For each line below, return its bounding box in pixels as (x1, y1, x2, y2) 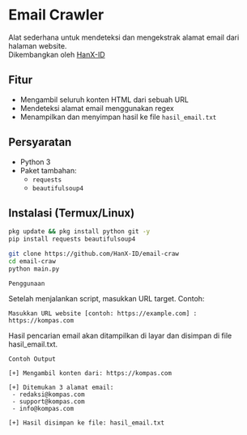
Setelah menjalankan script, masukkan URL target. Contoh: (8, 293, 205, 303)
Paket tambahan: (19, 165, 77, 175)
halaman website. (8, 41, 67, 50)
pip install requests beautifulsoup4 (8, 235, 136, 244)
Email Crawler (8, 6, 104, 24)
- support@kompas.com (11, 397, 85, 406)
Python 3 (19, 156, 51, 167)
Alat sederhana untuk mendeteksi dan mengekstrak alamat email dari (8, 32, 240, 42)
